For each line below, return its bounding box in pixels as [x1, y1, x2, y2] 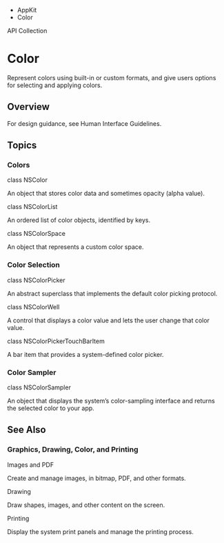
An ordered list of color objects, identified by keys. [7, 216, 150, 224]
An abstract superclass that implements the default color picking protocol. [7, 289, 218, 297]
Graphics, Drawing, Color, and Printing [7, 445, 139, 454]
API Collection [7, 27, 48, 35]
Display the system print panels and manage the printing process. [7, 527, 194, 535]
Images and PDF [7, 460, 54, 469]
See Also [7, 424, 46, 436]
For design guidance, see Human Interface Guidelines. [7, 119, 162, 127]
